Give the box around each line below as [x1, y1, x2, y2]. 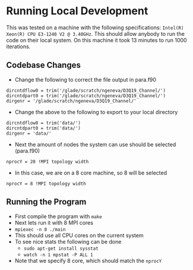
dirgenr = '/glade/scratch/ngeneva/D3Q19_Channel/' [6, 98, 137, 104]
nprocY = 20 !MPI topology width [6, 159, 89, 165]
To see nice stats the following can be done [14, 238, 122, 245]
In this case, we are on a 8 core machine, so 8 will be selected [14, 169, 167, 176]
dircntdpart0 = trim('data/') [6, 125, 81, 131]
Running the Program [6, 197, 87, 207]
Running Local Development [6, 4, 148, 18]
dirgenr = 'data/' [6, 130, 52, 136]
